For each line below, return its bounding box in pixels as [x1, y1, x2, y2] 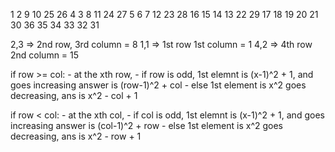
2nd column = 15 [10, 49, 80, 61]
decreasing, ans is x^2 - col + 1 [10, 90, 138, 101]
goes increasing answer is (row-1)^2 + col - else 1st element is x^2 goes [10, 79, 307, 91]
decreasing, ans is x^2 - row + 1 [10, 130, 142, 142]
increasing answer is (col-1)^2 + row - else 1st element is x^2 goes [10, 120, 283, 131]
